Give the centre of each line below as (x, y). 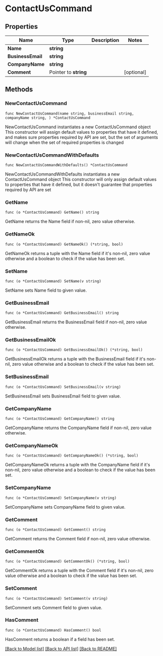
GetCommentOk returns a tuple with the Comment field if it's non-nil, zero (79, 571)
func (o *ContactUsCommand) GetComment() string (55, 530)
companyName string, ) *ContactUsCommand (48, 118)
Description (105, 40)
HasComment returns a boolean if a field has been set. (60, 639)
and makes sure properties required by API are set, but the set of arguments (81, 137)
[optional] (135, 72)
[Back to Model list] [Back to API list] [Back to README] (61, 649)
